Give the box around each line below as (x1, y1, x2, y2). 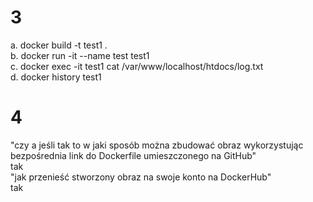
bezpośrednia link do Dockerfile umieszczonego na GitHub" (10, 149, 257, 161)
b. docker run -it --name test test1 (10, 49, 150, 61)
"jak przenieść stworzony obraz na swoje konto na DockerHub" (10, 171, 272, 183)
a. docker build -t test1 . (10, 39, 108, 51)
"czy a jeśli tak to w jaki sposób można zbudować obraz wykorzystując (10, 139, 304, 151)
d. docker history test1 (10, 71, 102, 83)
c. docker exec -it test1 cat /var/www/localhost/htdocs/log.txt (10, 60, 264, 72)
